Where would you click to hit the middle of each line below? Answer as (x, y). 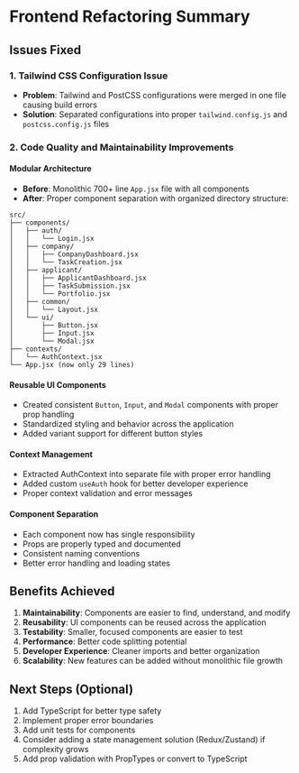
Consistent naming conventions (81, 553)
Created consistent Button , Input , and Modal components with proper (150, 405)
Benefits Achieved (62, 591)
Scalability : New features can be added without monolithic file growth (153, 661)
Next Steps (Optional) (71, 689)
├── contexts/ (36, 349)
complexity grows (55, 750)
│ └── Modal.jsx (52, 341)
